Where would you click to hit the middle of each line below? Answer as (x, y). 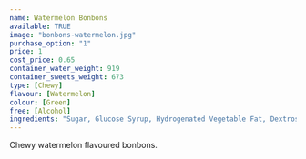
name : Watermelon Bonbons (58, 18)
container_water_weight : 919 (65, 69)
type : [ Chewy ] (36, 85)
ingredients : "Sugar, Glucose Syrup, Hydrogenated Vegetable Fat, (138, 119)
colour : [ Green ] (40, 102)
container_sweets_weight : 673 (67, 77)
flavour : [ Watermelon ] (52, 94)
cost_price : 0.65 (42, 60)
